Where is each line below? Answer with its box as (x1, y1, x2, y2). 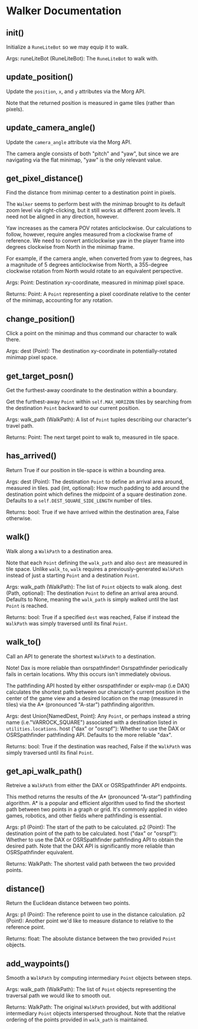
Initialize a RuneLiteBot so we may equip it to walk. (6, 43, 129, 50)
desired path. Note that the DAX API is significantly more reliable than (6, 842, 176, 850)
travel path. (6, 422, 34, 429)
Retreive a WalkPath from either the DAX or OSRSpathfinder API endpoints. (6, 782, 187, 789)
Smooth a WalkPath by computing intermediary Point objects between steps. (6, 974, 192, 981)
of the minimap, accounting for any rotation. (6, 297, 113, 304)
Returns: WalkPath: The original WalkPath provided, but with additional (6, 1003, 176, 1011)
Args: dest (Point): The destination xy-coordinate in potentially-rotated (6, 348, 177, 355)
